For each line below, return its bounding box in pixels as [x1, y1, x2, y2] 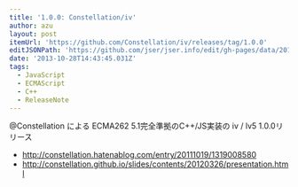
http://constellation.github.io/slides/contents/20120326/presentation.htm [21, 159, 289, 169]
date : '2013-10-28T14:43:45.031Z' [9, 54, 137, 63]
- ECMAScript [17, 79, 66, 88]
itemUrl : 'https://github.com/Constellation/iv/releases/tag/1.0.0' [9, 37, 268, 47]
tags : [9, 63, 29, 72]
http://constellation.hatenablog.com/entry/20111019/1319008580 [21, 150, 257, 160]
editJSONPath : [9, 46, 62, 55]
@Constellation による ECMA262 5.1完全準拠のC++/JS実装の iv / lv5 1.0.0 [9, 121, 277, 131]
